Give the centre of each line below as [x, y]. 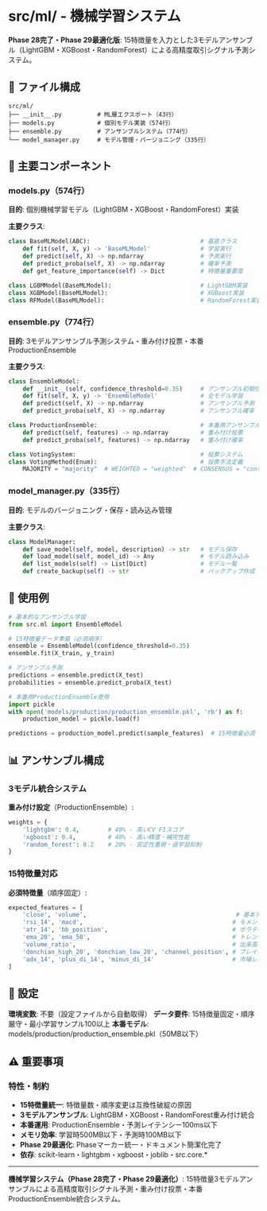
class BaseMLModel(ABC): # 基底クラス [123, 242]
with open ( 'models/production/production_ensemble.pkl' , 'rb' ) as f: [126, 712]
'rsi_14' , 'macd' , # [130, 922]
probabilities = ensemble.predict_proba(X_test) [90, 682]
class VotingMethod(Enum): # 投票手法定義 [126, 462]
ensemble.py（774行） [54, 322]
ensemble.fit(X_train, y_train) [62, 654]
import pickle [32, 704]
